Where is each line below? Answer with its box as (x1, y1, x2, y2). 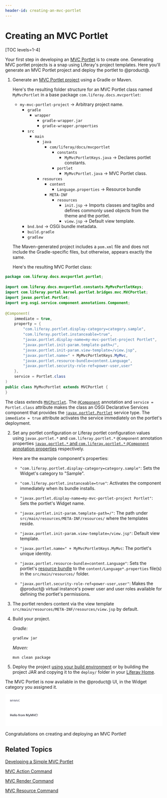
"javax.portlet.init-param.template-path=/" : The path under (19, 510, 148, 516)
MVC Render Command (5, 778, 54, 784)
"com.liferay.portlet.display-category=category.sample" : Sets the (19, 465, 161, 471)
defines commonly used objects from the (64, 207, 149, 213)
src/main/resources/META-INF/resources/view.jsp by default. (12, 606, 139, 612)
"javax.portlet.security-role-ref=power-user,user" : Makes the (19, 580, 154, 586)
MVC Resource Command (5, 788, 59, 794)
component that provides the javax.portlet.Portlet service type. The (5, 409, 150, 415)
